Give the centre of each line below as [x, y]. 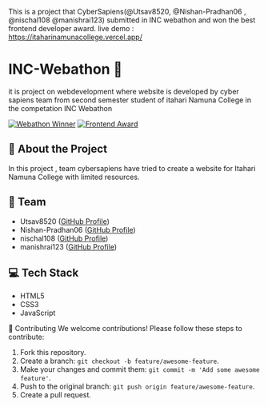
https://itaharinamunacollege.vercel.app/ [75, 37]
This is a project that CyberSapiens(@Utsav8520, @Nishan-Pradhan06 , [127, 12]
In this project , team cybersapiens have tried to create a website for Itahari [132, 168]
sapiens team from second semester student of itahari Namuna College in [130, 100]
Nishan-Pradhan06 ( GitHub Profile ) [78, 229]
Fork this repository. [53, 353]
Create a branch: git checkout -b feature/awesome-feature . [120, 361]
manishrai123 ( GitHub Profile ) [68, 246]
